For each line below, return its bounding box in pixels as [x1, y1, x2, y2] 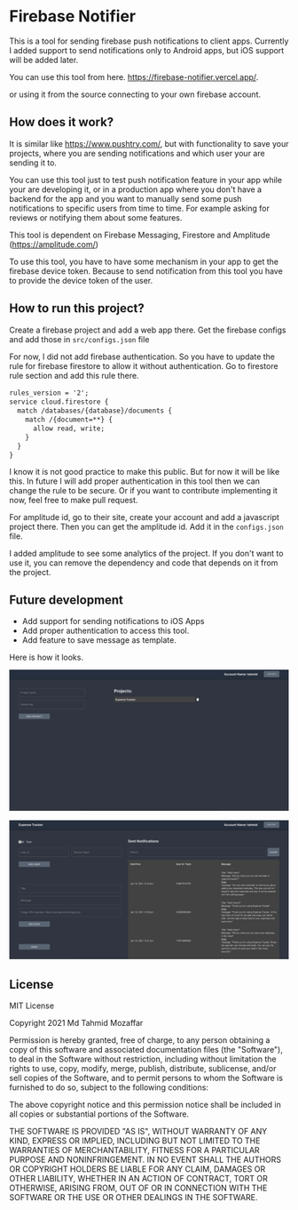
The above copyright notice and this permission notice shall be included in [9, 1100, 281, 1110]
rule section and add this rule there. [9, 370, 139, 381]
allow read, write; [32, 424, 105, 433]
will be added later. [9, 54, 79, 65]
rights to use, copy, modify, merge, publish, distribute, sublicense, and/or [9, 1063, 277, 1074]
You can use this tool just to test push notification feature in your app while [9, 174, 282, 185]
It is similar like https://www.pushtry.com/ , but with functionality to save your [9, 138, 289, 148]
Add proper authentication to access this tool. [21, 625, 190, 637]
